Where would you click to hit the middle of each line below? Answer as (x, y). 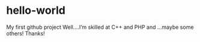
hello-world (36, 10)
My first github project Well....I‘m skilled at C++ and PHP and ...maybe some (100, 27)
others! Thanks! (26, 33)
